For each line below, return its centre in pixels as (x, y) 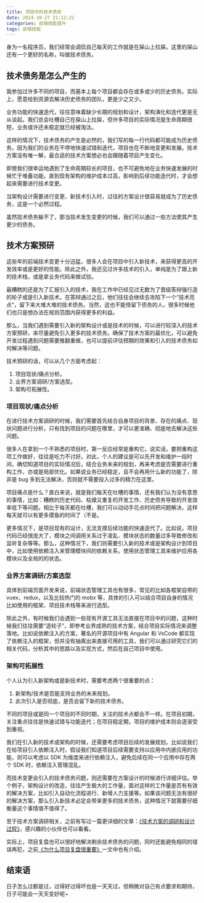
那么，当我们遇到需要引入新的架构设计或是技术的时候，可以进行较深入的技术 (102, 325)
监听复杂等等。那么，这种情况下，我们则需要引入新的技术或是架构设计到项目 (102, 543)
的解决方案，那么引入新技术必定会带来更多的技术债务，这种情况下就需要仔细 (102, 800)
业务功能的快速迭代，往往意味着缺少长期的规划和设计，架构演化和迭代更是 (99, 112)
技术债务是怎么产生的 (46, 76)
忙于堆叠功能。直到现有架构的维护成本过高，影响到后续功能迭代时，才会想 (104, 176)
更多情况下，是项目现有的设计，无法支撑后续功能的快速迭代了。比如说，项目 (102, 528)
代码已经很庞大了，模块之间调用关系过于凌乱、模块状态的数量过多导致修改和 (102, 535)
